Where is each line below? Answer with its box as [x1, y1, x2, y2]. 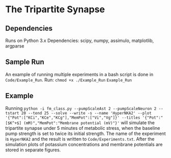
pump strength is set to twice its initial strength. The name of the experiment [5, 130, 166, 137]
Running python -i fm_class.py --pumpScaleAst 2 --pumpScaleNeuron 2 [5, 105, 157, 111]
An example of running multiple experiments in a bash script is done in [5, 71, 154, 77]
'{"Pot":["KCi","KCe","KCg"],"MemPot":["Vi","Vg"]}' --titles [5, 115, 140, 120]
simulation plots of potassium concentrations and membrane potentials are [5, 141, 163, 147]
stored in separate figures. [5, 147, 61, 153]
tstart [5, 110, 19, 116]
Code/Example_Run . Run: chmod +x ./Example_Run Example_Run [5, 77, 132, 83]
